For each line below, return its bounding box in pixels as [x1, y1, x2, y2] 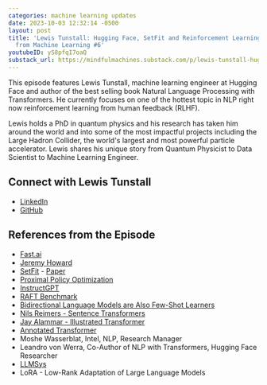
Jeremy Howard [19, 258, 73, 267]
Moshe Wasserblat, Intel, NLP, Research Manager [19, 333, 183, 343]
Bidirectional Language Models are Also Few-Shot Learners [19, 300, 215, 309]
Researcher [19, 351, 58, 360]
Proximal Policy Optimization [19, 274, 114, 284]
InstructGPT [19, 283, 60, 293]
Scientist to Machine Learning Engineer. [8, 152, 139, 161]
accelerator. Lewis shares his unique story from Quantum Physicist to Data [8, 144, 253, 154]
